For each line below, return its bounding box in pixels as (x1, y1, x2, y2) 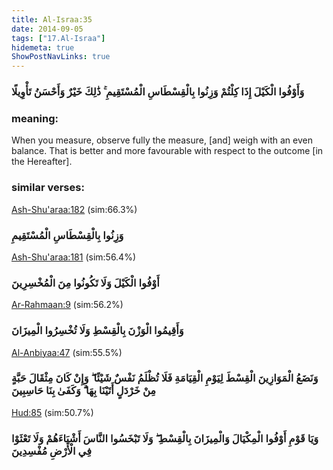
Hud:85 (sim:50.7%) (11, 406, 94, 418)
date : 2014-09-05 (11, 24, 84, 34)
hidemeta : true (11, 42, 75, 53)
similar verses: (11, 181, 85, 195)
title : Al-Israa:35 (11, 14, 93, 25)
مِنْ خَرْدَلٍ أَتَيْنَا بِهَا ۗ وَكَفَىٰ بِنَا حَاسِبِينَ (11, 384, 157, 398)
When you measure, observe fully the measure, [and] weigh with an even (11, 134, 313, 146)
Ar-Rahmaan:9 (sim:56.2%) (11, 299, 124, 311)
